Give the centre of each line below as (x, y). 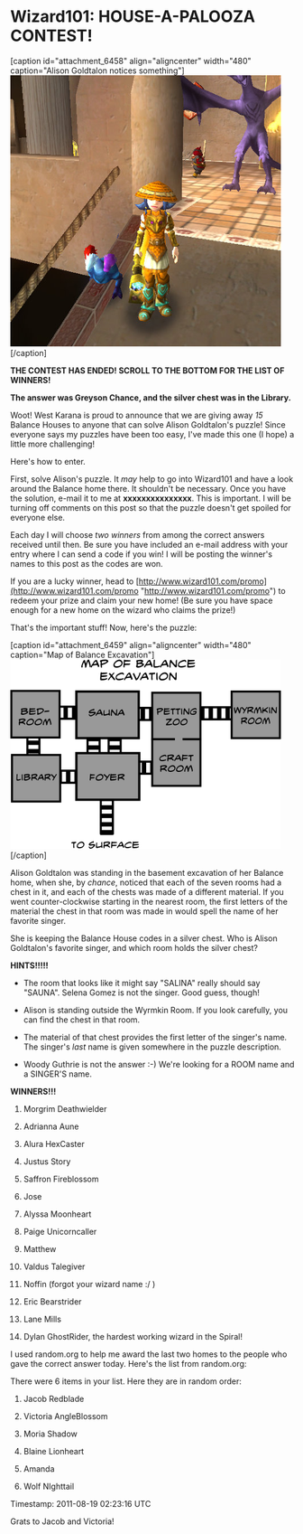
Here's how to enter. (48, 461)
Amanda (39, 1468)
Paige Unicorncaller (60, 1231)
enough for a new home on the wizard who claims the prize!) (123, 610)
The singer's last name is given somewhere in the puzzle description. (152, 1047)
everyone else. (38, 517)
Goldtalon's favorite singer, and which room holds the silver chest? (134, 947)
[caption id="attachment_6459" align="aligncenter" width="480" (131, 645)
